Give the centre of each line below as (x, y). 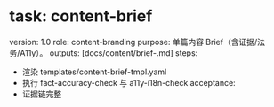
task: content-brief (81, 16)
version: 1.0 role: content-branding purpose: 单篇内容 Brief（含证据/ (133, 42)
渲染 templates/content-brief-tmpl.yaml (94, 72)
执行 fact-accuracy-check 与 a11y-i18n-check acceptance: (129, 82)
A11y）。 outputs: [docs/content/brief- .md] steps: (109, 53)
